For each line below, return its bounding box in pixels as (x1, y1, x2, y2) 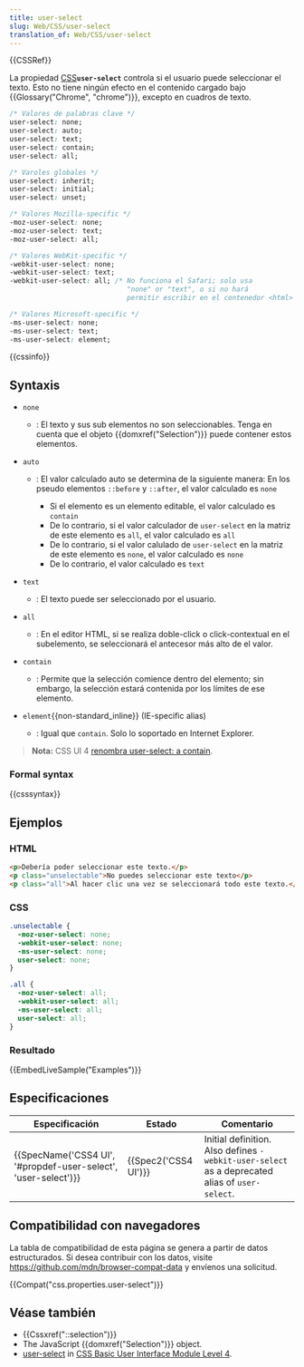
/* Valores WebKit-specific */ (9, 251, 128, 260)
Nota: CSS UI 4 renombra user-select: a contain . (31, 745, 214, 757)
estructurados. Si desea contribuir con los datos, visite (9, 1252, 214, 1263)
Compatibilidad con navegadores (9, 1218, 201, 1234)
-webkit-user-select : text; (9, 268, 116, 277)
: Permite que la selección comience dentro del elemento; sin (35, 674, 264, 684)
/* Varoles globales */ (9, 168, 100, 177)
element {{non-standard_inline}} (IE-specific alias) (22, 711, 206, 722)
